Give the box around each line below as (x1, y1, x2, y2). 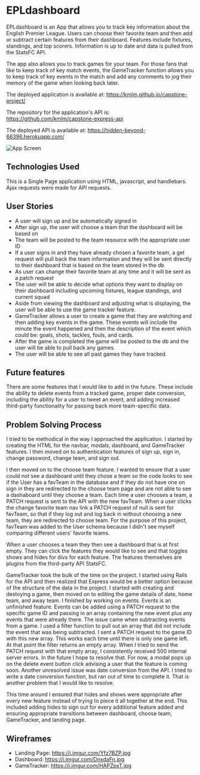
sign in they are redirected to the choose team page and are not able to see (6, 485, 192, 492)
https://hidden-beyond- (87, 126, 146, 134)
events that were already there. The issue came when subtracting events (6, 616, 186, 623)
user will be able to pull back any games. (14, 344, 115, 351)
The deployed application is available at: (6, 91, 106, 98)
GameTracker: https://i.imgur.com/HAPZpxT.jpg (14, 762, 132, 769)
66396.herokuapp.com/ (6, 132, 64, 140)
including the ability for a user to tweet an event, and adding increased (6, 396, 180, 403)
